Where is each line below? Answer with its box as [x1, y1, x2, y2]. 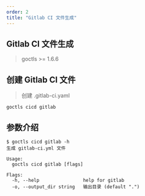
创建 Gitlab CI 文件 [6, 74, 76, 85]
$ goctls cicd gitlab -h [6, 139, 70, 145]
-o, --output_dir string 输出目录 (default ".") [12, 184, 140, 190]
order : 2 [6, 9, 29, 15]
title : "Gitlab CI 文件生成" [6, 15, 77, 21]
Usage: [6, 156, 23, 162]
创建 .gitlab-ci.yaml [21, 92, 70, 100]
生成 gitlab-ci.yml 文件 [6, 145, 66, 151]
